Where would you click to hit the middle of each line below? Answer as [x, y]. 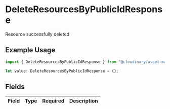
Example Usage [30, 50]
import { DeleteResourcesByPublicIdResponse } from [61, 62]
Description [84, 101]
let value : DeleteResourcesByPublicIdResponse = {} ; [62, 71]
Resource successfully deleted [37, 34]
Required [53, 101]
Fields [15, 86]
